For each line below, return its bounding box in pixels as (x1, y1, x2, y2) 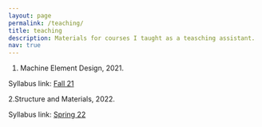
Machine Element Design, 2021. (19, 63, 125, 73)
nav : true (8, 42, 42, 50)
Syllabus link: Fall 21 (8, 79, 74, 89)
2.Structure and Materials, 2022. (8, 94, 116, 104)
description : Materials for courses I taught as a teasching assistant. (8, 34, 256, 42)
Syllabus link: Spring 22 (8, 109, 86, 120)
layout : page (8, 11, 52, 20)
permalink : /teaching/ (8, 19, 84, 27)
